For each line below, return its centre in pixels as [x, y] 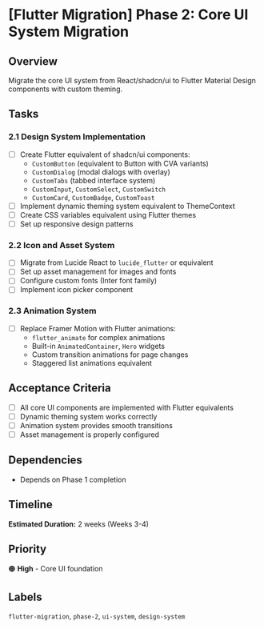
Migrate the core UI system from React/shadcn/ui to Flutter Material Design [132, 80]
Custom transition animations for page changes [110, 355]
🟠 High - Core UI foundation [56, 569]
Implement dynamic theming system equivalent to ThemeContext [128, 206]
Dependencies [45, 461]
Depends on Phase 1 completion [73, 479]
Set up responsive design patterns [76, 224]
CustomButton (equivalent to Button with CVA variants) [120, 163]
